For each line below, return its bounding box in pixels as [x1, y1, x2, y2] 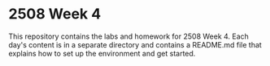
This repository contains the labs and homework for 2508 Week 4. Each [8, 31, 250, 41]
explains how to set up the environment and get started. [8, 48, 196, 58]
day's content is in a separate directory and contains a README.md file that [8, 39, 262, 49]
